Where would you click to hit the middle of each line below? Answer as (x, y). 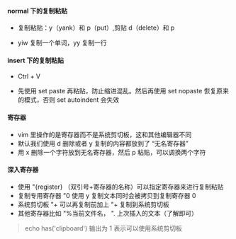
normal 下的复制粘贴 (38, 11)
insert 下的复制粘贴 (36, 60)
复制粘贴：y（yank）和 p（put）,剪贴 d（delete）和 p (96, 28)
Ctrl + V (29, 76)
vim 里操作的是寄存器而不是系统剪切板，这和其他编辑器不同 (105, 134)
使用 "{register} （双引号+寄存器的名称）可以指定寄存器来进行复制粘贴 (120, 187)
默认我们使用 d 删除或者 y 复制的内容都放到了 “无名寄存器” (103, 143)
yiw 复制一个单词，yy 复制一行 (62, 43)
